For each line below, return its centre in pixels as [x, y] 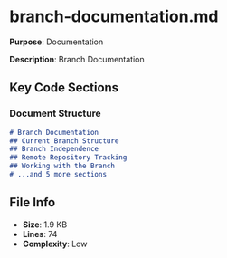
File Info [33, 202]
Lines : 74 [40, 234]
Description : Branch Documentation [77, 59]
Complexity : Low [55, 244]
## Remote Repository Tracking [68, 158]
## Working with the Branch [62, 166]
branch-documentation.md [114, 17]
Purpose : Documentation [57, 42]
